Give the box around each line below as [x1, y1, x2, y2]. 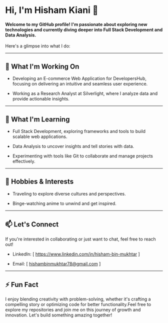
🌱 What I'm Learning [5, 115, 70, 123]
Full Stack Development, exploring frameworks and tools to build [12, 128, 146, 134]
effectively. [12, 158, 35, 164]
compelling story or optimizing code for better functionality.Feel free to [5, 301, 151, 307]
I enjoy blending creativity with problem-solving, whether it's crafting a [5, 296, 151, 302]
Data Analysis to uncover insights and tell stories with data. [12, 143, 134, 149]
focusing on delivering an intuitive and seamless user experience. [12, 81, 148, 87]
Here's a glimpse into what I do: [5, 43, 70, 49]
